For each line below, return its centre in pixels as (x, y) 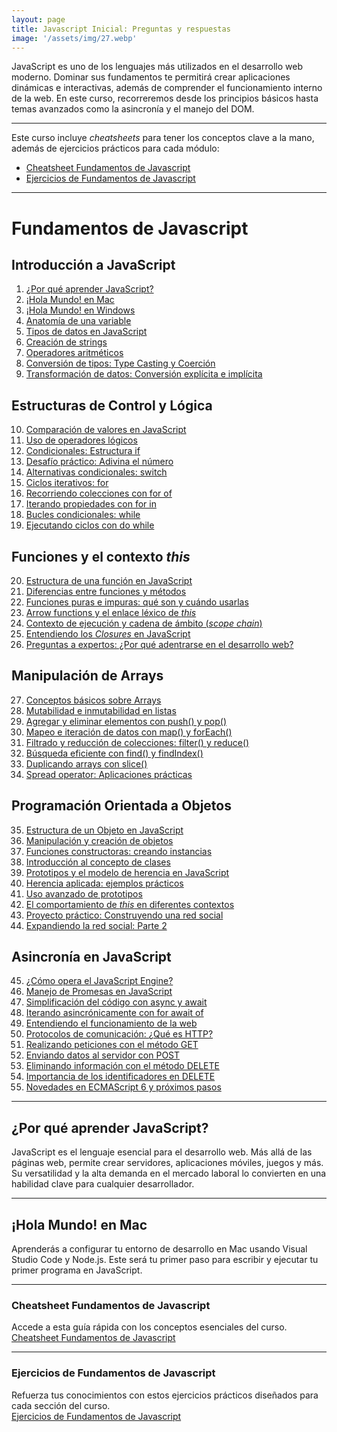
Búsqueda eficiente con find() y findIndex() (114, 753)
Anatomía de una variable (78, 321)
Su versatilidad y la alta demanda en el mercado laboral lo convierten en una (169, 1173)
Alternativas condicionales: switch (96, 472)
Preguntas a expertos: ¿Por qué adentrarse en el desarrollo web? (159, 644)
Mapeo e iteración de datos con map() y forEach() (129, 732)
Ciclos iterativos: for (67, 483)
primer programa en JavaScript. (77, 1270)
